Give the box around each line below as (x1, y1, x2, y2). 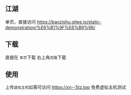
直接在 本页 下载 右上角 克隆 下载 (5, 54, 66, 60)
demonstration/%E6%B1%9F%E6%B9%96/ (5, 24, 96, 30)
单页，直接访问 (5, 19, 36, 25)
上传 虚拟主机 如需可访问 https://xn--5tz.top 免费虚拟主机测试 (5, 84, 126, 91)
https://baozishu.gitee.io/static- (36, 19, 102, 25)
